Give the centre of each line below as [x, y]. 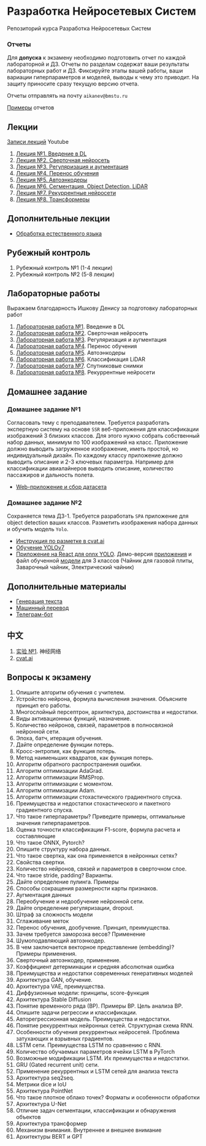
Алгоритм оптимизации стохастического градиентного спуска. [99, 797]
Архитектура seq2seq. [45, 1078]
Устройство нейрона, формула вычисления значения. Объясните [101, 698]
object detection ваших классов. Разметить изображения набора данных [103, 523]
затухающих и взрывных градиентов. [65, 1038]
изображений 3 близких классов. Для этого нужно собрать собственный [103, 436]
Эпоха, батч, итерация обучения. [59, 738]
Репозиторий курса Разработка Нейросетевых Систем [79, 28]
